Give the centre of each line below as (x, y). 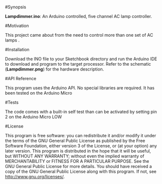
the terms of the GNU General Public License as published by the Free (75, 141)
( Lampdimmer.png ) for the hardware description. (55, 69)
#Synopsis (16, 7)
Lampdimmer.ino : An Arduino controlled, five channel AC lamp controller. (79, 16)
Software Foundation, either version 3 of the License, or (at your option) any (81, 146)
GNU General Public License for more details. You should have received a (78, 166)
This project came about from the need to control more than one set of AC (79, 35)
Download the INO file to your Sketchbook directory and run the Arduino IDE (81, 59)
